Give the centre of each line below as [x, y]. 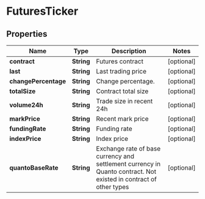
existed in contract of [127, 179]
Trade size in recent [124, 101]
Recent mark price [122, 119]
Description [129, 51]
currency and [115, 156]
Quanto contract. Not [126, 171]
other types [113, 187]
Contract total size [122, 91]
